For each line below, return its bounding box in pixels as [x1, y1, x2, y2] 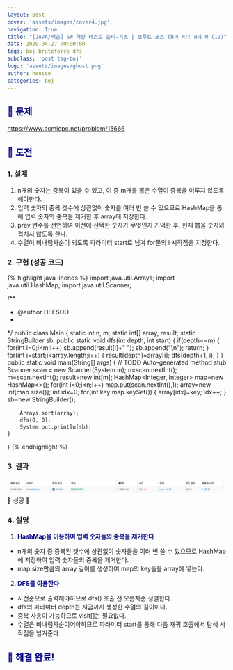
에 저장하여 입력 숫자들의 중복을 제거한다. [17, 556, 129, 564]
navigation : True [7, 26, 58, 33]
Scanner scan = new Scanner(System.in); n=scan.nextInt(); [7, 366, 177, 374]
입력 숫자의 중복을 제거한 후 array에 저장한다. [24, 212, 147, 221]
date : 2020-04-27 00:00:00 [7, 40, 86, 48]
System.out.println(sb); [19, 424, 92, 431]
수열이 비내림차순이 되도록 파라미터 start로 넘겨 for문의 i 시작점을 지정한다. [17, 239, 220, 246]
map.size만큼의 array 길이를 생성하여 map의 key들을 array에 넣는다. [17, 564, 205, 573]
